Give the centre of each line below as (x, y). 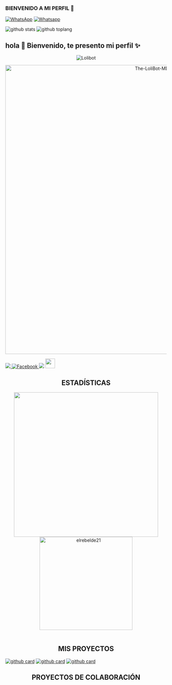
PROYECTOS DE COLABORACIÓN (86, 678)
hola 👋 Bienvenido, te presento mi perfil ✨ (73, 45)
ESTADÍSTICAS (86, 383)
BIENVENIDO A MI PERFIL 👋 (40, 8)
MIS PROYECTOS (86, 649)
